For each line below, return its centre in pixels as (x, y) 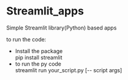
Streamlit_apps (45, 11)
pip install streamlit (39, 57)
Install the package (39, 51)
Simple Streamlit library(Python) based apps (62, 28)
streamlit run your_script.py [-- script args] (69, 70)
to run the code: (26, 39)
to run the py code (38, 64)
